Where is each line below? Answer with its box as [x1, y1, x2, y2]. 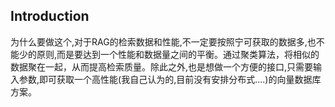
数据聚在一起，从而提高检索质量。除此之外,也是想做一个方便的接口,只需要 [10, 60, 314, 73]
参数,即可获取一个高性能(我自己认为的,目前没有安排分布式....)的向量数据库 [18, 73, 322, 85]
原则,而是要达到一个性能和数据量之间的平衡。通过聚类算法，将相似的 [36, 48, 320, 60]
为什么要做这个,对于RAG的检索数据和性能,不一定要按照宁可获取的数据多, [10, 35, 308, 48]
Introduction [10, 8, 90, 25]
